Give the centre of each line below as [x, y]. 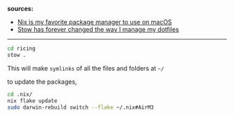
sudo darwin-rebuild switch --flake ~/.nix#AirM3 [81, 107]
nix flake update [32, 101]
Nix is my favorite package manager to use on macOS [94, 22]
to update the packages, [42, 82]
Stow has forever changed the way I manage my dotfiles [98, 29]
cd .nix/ [20, 94]
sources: [20, 9]
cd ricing [22, 48]
